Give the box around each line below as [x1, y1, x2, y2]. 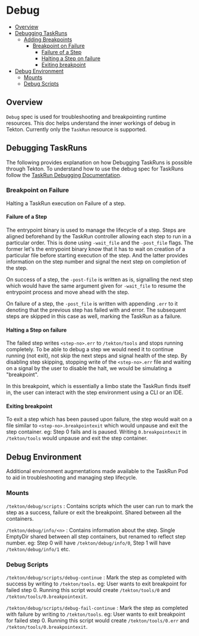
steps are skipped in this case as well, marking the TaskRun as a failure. [6, 313, 182, 320]
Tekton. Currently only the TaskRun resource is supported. [6, 125, 147, 133]
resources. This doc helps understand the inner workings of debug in [6, 119, 176, 127]
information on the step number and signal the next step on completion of [6, 258, 187, 265]
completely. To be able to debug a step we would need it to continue [6, 346, 174, 353]
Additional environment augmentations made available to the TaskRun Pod [6, 468, 188, 475]
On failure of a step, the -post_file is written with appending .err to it [6, 300, 178, 307]
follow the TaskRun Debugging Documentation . [6, 171, 122, 178]
